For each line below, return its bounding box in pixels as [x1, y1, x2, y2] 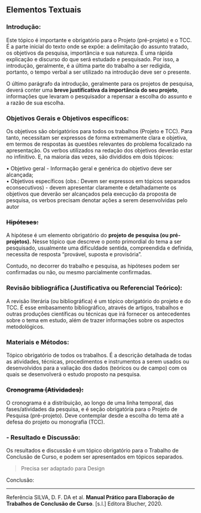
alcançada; [6, 171, 34, 178]
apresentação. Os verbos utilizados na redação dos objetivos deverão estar [6, 146, 193, 154]
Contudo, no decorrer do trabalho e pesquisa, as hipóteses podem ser [6, 262, 180, 269]
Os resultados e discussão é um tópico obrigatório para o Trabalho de [6, 447, 179, 454]
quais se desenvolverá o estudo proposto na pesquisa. [6, 370, 142, 377]
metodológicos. [6, 323, 45, 330]
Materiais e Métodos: [6, 338, 69, 346]
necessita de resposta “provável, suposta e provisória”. [6, 251, 142, 258]
